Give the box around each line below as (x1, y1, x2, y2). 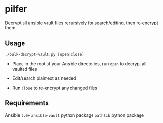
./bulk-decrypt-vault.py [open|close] (5, 52, 84, 57)
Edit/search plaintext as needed (12, 75, 76, 81)
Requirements (5, 99, 49, 107)
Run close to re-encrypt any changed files (12, 85, 98, 91)
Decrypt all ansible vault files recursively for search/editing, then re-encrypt (5, 20, 158, 25)
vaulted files (12, 66, 37, 72)
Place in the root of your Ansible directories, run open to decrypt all (12, 60, 147, 67)
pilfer (5, 3, 27, 15)
